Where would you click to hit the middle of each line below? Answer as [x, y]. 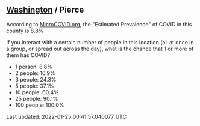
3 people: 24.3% [36, 79]
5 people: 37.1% [34, 86]
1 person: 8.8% [33, 67]
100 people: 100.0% [39, 105]
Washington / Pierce [45, 10]
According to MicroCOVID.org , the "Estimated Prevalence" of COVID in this [99, 24]
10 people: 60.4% [37, 92]
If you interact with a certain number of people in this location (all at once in [100, 42]
